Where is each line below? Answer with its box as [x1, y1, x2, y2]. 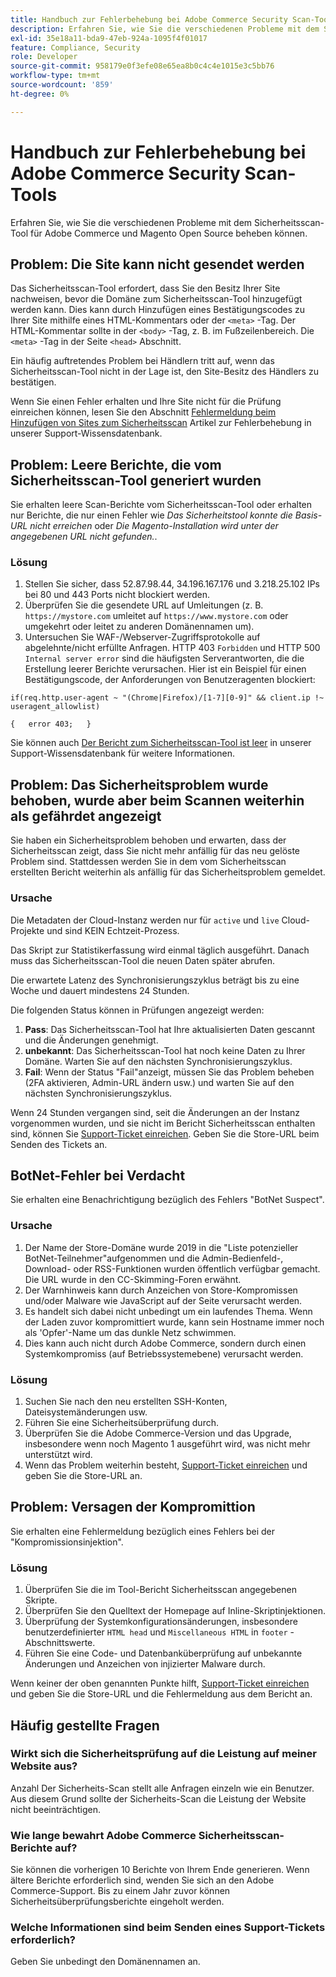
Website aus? [10, 1759, 78, 1773]
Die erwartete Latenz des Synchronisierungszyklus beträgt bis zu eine [10, 974, 300, 986]
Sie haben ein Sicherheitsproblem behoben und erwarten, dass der [10, 834, 287, 846]
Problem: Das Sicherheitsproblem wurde [10, 776, 269, 793]
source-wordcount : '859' [10, 80, 114, 90]
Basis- [294, 509, 323, 521]
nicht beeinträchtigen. [10, 1803, 102, 1815]
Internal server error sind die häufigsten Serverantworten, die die [24, 652, 305, 665]
